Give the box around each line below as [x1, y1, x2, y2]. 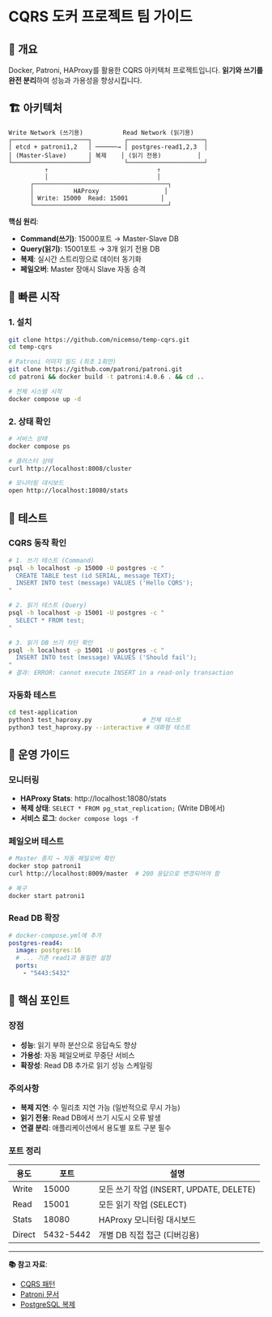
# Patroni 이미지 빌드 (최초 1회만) [8, 358, 117, 366]
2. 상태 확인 [8, 416, 51, 427]
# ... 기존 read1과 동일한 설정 [15, 954, 112, 962]
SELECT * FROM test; [15, 616, 85, 624]
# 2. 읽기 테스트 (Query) [8, 602, 87, 610]
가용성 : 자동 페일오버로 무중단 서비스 [19, 1050, 135, 1060]
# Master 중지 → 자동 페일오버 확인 [8, 854, 115, 863]
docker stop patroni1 [8, 861, 82, 870]
